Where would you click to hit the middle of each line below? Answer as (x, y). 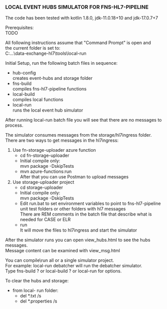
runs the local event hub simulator (48, 110)
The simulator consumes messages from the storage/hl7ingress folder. (78, 135)
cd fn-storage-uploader (45, 156)
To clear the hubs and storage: (37, 281)
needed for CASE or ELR (45, 220)
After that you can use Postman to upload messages (74, 177)
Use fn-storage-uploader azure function (54, 150)
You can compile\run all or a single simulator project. (60, 260)
